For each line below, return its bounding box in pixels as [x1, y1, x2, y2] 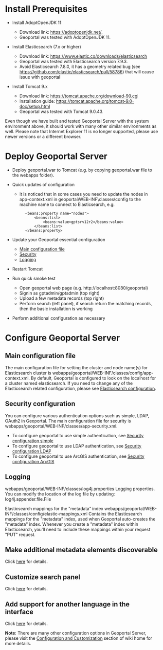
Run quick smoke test [12, 275, 56, 281]
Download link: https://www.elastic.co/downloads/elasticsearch [19, 53, 147, 59]
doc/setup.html [19, 103, 50, 109]
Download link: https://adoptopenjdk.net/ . [19, 29, 103, 35]
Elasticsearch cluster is [5, 370, 52, 376]
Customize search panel [5, 573, 80, 581]
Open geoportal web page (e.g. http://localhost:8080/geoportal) [19, 285, 148, 291]
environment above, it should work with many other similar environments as [5, 123, 157, 129]
